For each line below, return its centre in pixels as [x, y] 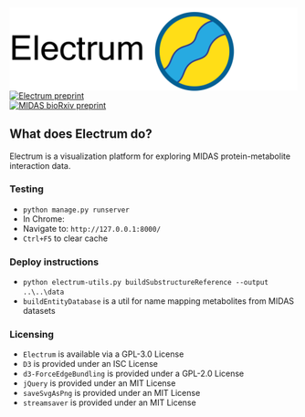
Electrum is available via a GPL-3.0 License [103, 354]
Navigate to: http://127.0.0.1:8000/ [92, 228]
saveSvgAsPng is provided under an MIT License [111, 393]
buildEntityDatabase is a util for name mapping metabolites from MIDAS [158, 301]
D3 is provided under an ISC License [90, 364]
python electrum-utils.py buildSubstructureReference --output [146, 283]
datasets [39, 311]
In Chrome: [44, 219]
